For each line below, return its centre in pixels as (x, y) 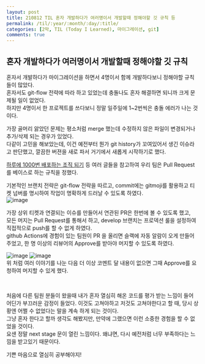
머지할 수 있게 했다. (45, 270)
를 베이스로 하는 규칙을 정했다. (42, 172)
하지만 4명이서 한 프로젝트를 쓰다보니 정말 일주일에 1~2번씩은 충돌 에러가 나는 (99, 107)
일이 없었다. (32, 100)
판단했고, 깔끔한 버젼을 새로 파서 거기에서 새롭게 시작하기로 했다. (89, 152)
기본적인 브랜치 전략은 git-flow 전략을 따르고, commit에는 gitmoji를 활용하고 (97, 185)
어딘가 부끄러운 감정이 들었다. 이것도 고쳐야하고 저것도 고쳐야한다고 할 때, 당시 (99, 303)
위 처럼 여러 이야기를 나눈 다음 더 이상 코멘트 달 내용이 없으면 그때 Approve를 (99, 263)
